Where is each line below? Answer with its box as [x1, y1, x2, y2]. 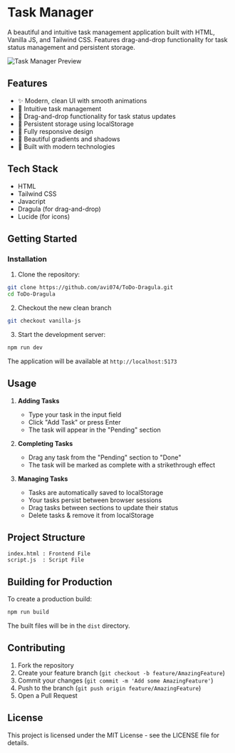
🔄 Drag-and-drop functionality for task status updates [17, 112, 176, 120]
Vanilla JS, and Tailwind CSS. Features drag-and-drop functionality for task [7, 35, 228, 43]
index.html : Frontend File [7, 550, 91, 558]
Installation [7, 254, 48, 264]
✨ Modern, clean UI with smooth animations [17, 96, 147, 105]
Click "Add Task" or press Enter [28, 417, 121, 426]
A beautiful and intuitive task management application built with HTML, [7, 28, 215, 36]
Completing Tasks [17, 439, 73, 447]
